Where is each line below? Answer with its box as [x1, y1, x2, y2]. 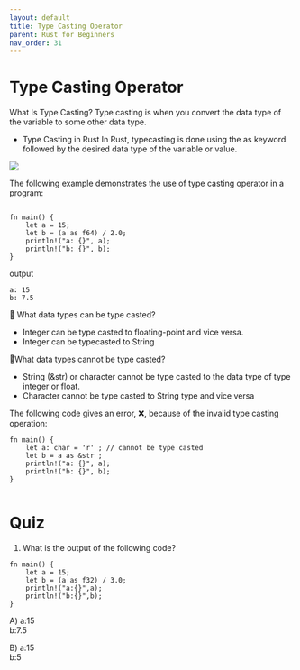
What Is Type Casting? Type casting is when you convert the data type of [9, 107, 282, 118]
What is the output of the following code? [22, 543, 177, 554]
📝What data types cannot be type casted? [9, 353, 166, 365]
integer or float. [22, 381, 81, 392]
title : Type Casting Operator [9, 22, 123, 31]
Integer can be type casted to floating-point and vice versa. [22, 326, 244, 338]
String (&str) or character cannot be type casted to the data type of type [22, 372, 291, 382]
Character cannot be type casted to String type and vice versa [22, 390, 255, 401]
